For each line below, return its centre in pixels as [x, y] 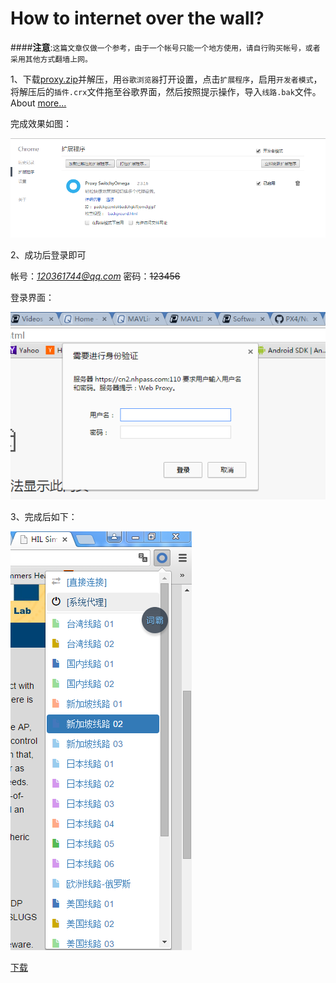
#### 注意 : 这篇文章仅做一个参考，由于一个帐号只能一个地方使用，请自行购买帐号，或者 [165, 47]
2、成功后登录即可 [48, 255]
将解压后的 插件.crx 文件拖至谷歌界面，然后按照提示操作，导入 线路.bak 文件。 [166, 91]
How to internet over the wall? [137, 18]
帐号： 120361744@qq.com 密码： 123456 [95, 276]
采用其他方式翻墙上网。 [51, 59]
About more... [38, 103]
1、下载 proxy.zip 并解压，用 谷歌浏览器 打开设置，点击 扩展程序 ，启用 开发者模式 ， [166, 79]
